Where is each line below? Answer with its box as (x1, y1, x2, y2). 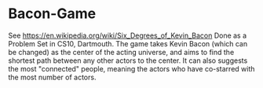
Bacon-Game (8, 5, 97, 23)
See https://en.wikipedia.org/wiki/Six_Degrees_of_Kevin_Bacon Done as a (8, 31, 247, 40)
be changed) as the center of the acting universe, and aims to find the (8, 47, 235, 57)
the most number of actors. (8, 72, 97, 82)
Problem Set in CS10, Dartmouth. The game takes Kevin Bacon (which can (8, 38, 248, 48)
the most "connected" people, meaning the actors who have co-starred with (8, 64, 255, 73)
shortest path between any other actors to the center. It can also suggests (8, 56, 248, 65)
